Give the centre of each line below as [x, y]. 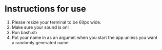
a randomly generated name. [41, 42]
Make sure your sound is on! [40, 27]
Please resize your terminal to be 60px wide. [56, 22]
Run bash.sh [24, 32]
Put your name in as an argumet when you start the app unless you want [84, 37]
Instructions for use [45, 9]
